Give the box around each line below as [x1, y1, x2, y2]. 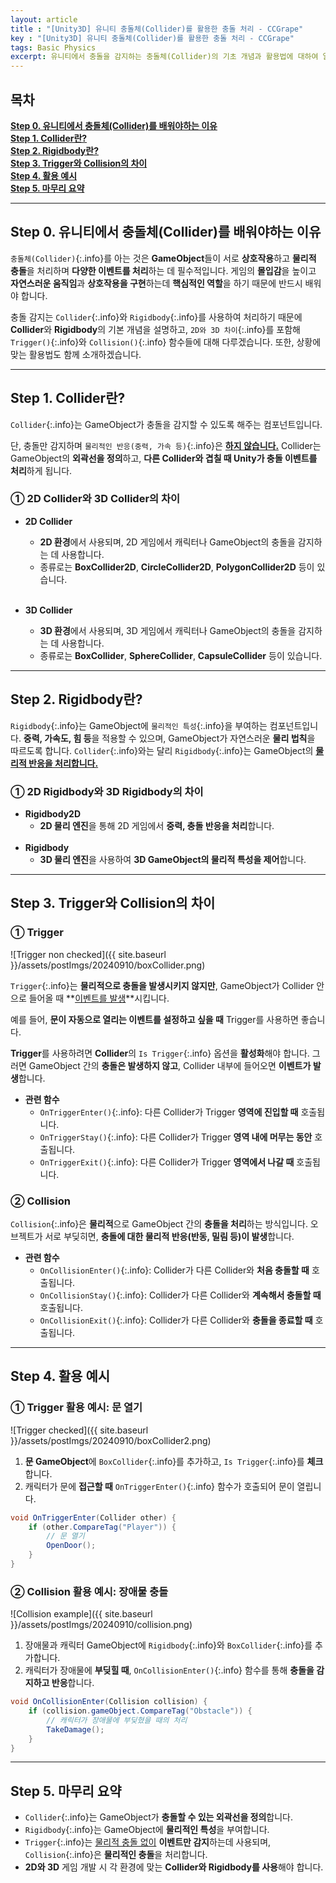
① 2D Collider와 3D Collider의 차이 [10, 492, 181, 506]
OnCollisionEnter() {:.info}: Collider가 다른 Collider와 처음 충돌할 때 [39, 1264, 310, 1276]
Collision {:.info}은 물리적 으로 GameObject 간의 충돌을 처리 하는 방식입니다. [10, 1217, 308, 1230]
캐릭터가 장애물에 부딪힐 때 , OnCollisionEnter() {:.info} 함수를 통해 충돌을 [24, 1664, 315, 1676]
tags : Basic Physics [10, 42, 97, 53]
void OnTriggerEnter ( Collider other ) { [10, 1512, 177, 1523]
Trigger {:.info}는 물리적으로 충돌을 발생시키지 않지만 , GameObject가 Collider [10, 979, 315, 991]
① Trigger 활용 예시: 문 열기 [10, 1401, 143, 1415]
